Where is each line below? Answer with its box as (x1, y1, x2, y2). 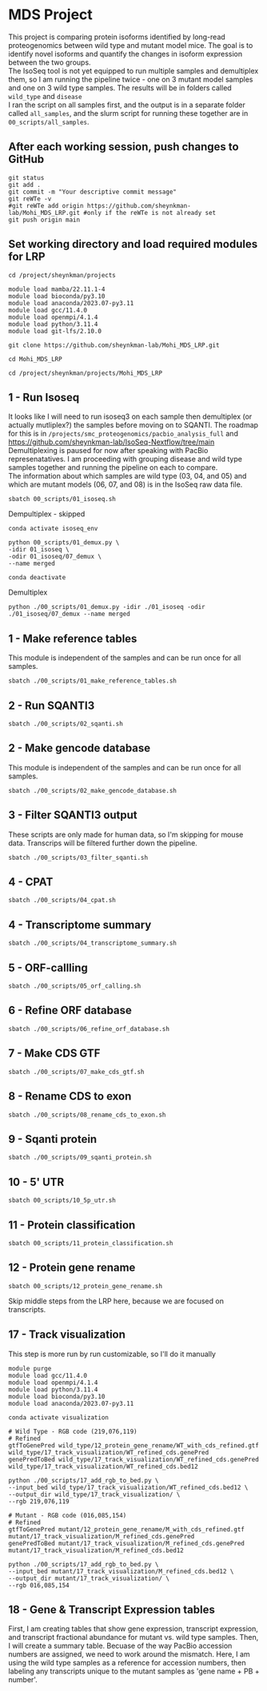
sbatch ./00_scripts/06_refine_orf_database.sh (8, 1025, 170, 1033)
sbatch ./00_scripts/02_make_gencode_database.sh (8, 786, 177, 794)
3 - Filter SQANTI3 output (8, 809, 137, 822)
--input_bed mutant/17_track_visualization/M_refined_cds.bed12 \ (8, 1567, 234, 1575)
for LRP (8, 250, 46, 264)
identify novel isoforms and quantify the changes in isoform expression (8, 49, 243, 58)
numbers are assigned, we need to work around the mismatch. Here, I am (8, 1649, 250, 1659)
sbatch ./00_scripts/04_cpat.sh (8, 897, 116, 905)
